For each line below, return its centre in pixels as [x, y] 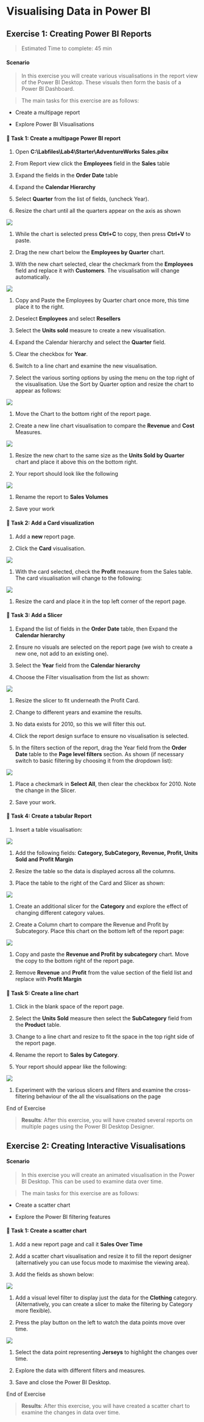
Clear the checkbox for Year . [51, 354]
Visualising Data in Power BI [79, 11]
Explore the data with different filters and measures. [80, 1371]
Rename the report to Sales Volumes [62, 497]
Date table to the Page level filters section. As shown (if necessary [99, 754]
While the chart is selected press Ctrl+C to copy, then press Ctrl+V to [103, 234]
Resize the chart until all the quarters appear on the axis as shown [98, 211]
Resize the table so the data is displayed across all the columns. [95, 871]
